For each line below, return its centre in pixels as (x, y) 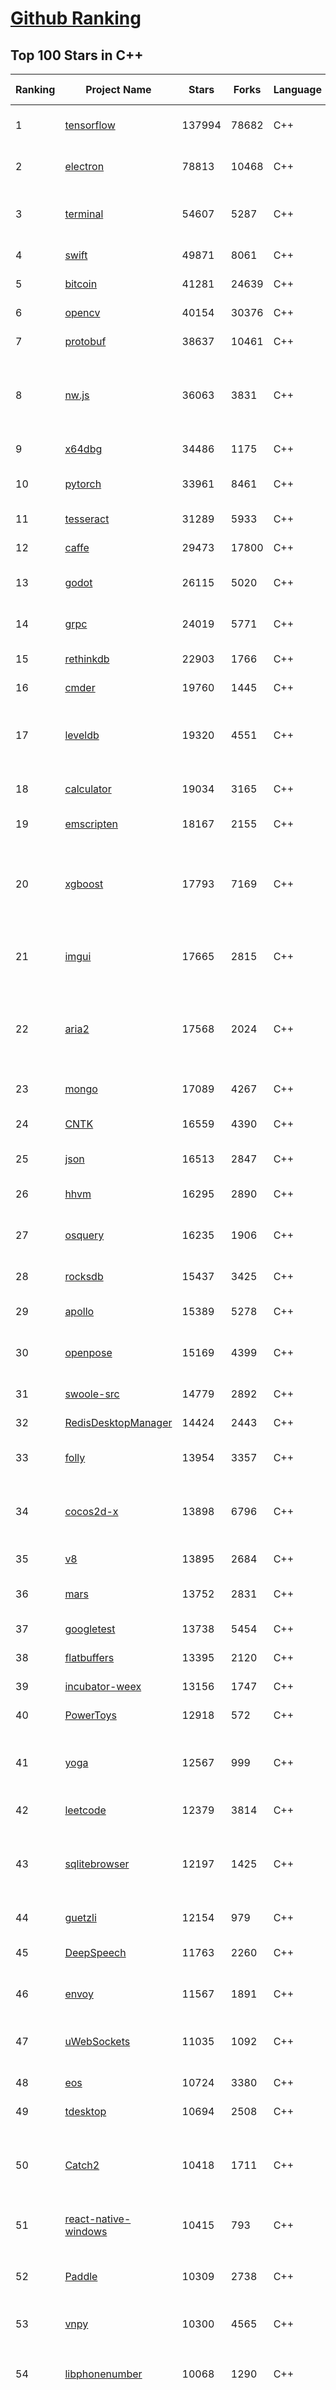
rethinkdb (87, 659)
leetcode (85, 1810)
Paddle (81, 2276)
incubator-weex (103, 1686)
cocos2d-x (91, 1511)
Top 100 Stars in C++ (77, 55)
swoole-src (92, 1394)
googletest (90, 1629)
